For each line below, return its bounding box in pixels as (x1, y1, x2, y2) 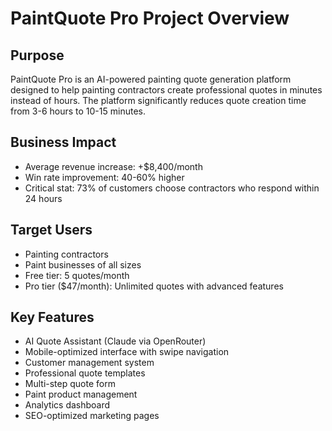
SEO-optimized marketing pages (24, 410, 160, 422)
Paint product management (24, 388, 138, 401)
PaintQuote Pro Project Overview (10, 7, 290, 30)
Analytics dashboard (24, 399, 111, 411)
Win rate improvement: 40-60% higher (24, 171, 185, 183)
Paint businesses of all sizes (24, 258, 142, 271)
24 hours (24, 192, 63, 204)
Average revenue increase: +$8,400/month (24, 160, 203, 172)
